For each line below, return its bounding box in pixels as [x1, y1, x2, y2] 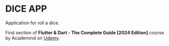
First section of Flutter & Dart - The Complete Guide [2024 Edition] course [5, 29, 164, 35]
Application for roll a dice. [5, 20, 60, 26]
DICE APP [5, 3, 47, 15]
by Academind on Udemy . [5, 35, 60, 41]
